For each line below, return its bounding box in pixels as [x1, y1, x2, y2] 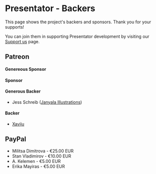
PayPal [5, 135, 27, 143]
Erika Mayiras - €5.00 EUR [12, 163, 65, 169]
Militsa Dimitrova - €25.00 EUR [12, 148, 74, 154]
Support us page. [5, 38, 40, 44]
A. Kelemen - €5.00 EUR [12, 158, 61, 164]
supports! [5, 24, 24, 30]
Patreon [5, 53, 30, 61]
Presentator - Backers [5, 3, 95, 14]
